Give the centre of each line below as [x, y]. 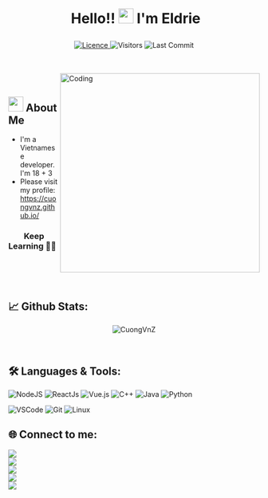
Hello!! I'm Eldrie [136, 19]
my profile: [37, 190]
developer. [37, 165]
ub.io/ [30, 216]
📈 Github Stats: [48, 306]
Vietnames [37, 148]
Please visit [39, 182]
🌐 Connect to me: [53, 435]
